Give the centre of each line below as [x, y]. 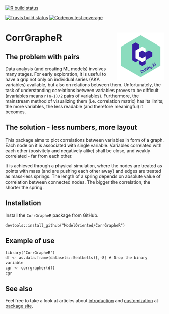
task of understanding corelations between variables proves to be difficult [82, 90]
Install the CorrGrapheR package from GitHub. [52, 215]
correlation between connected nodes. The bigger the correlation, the [78, 182]
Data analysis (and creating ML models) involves [56, 69]
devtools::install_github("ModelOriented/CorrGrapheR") [65, 225]
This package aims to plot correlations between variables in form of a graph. [85, 140]
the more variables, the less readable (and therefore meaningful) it [74, 106]
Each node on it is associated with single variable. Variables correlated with [83, 145]
